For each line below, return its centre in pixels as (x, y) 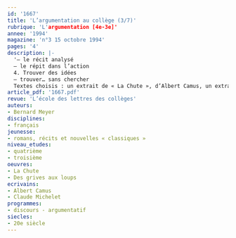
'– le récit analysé (44, 60)
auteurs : (20, 106)
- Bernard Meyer (31, 112)
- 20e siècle (26, 223)
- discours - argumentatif (47, 211)
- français (23, 125)
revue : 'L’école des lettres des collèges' (72, 99)
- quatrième (25, 151)
